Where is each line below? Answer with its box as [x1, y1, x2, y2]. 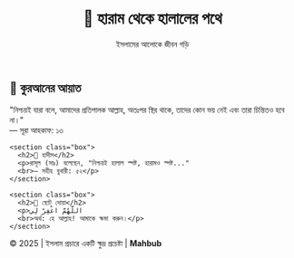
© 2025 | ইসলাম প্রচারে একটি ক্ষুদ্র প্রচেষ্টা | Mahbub [9, 238, 162, 249]
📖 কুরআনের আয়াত [9, 81, 82, 96]
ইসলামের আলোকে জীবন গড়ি [115, 38, 190, 49]
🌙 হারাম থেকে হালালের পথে [83, 8, 222, 29]
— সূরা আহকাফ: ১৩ [9, 125, 64, 136]
